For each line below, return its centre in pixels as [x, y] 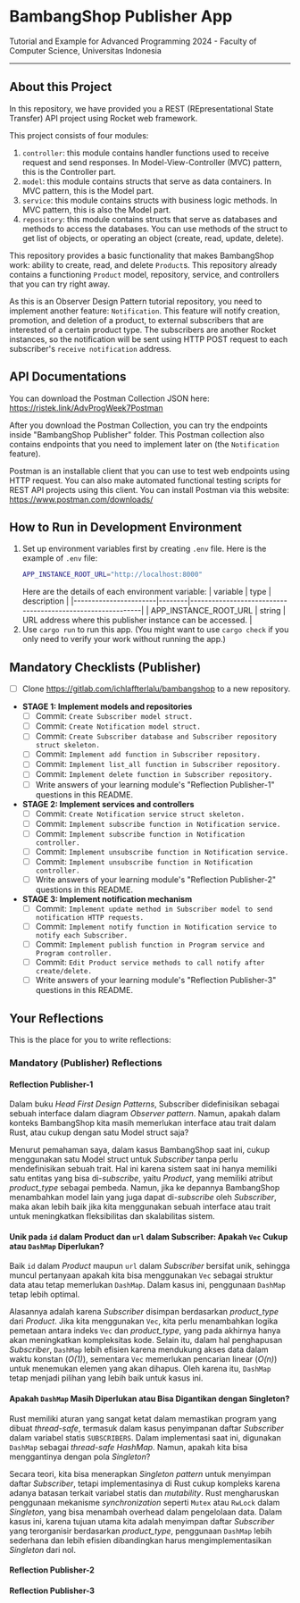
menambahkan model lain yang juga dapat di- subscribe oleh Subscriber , [143, 1198]
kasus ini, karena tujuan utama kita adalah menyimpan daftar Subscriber [142, 1521]
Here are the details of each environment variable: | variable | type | [147, 592]
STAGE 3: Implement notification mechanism [107, 898]
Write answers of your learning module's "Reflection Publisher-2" [156, 879]
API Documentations [68, 377]
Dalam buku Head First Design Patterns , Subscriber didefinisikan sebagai [144, 1104]
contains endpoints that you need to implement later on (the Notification [144, 444]
